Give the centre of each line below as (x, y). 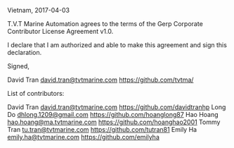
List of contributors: (36, 93)
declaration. (25, 53)
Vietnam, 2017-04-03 (39, 10)
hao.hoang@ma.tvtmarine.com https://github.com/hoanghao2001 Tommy (114, 122)
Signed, (18, 66)
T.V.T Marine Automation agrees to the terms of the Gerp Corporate (105, 24)
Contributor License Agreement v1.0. (60, 31)
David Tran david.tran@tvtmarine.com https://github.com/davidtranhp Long (117, 107)
